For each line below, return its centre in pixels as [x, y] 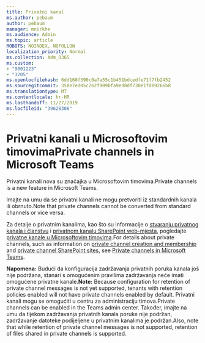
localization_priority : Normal [46, 52]
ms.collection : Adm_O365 [38, 57]
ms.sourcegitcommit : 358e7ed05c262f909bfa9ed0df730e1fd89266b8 [89, 86]
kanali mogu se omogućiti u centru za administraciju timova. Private [91, 301]
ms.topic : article [30, 40]
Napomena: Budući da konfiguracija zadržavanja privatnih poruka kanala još [103, 269]
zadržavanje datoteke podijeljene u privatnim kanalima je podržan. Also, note [102, 320]
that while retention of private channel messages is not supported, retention [102, 327]
